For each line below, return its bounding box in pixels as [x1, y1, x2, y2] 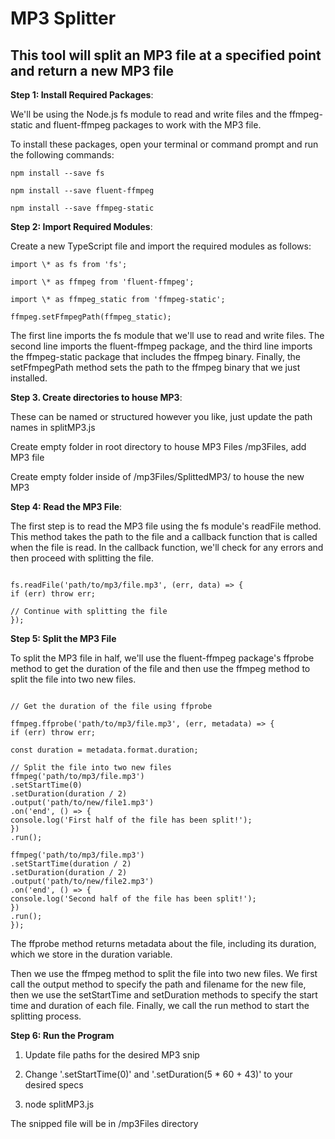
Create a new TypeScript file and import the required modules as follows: [10, 240, 312, 252]
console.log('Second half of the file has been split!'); [10, 894, 257, 904]
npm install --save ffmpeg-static [10, 203, 155, 213]
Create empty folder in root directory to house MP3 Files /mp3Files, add [10, 441, 307, 452]
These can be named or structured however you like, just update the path [10, 411, 313, 422]
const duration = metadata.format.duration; [10, 745, 199, 755]
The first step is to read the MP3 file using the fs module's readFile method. [10, 520, 322, 532]
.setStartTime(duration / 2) [10, 859, 132, 869]
